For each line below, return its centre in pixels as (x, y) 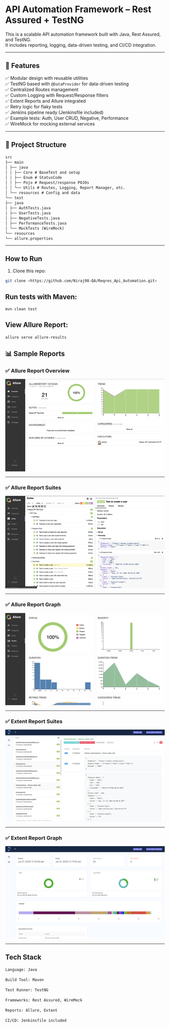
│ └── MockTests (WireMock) (35, 228)
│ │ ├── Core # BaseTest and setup (43, 172)
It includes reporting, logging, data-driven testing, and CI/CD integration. (81, 45)
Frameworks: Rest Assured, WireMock (44, 1000)
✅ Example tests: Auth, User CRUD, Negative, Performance (67, 118)
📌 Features (23, 66)
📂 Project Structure (36, 145)
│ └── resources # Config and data (43, 193)
